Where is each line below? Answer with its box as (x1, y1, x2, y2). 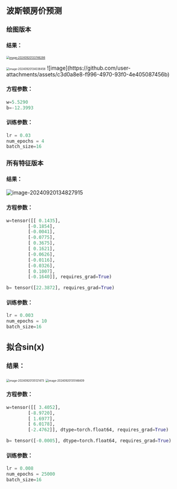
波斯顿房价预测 (6, 5, 62, 16)
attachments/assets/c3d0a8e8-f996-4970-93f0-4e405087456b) (6, 70, 170, 78)
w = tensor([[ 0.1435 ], (6, 218, 61, 224)
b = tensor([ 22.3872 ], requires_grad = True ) (6, 285, 115, 291)
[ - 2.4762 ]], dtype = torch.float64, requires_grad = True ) (28, 427, 169, 433)
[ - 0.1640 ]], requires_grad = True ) (28, 274, 112, 280)
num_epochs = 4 (6, 138, 45, 144)
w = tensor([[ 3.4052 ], (6, 404, 61, 410)
